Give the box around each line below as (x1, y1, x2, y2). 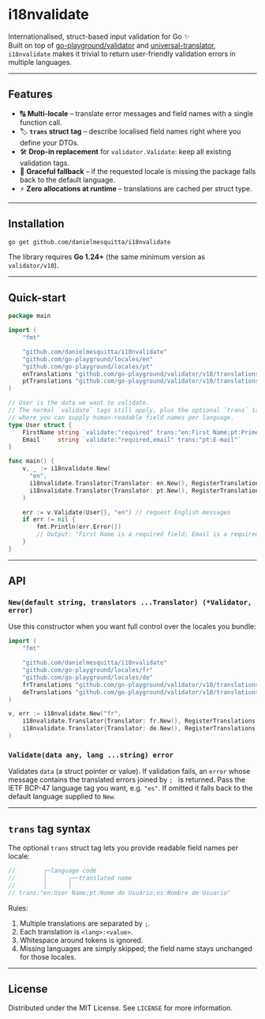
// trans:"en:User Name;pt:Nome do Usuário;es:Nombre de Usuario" (8, 889, 231, 896)
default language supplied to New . (8, 792, 116, 802)
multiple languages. (8, 57, 73, 66)
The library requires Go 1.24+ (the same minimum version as (8, 252, 206, 262)
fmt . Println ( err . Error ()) (36, 523, 122, 531)
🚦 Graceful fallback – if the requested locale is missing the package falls (19, 166, 256, 175)
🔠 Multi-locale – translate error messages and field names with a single (19, 108, 254, 118)
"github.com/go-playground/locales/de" (22, 674, 154, 681)
